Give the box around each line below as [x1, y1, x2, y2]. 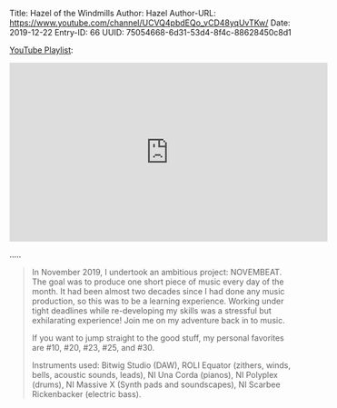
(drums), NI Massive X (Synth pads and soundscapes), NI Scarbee [31, 379, 281, 390]
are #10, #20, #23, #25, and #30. [31, 343, 155, 353]
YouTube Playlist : [9, 45, 74, 55]
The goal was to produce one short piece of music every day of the [31, 276, 284, 287]
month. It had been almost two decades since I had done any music [31, 286, 285, 296]
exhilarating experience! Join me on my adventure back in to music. [31, 315, 285, 325]
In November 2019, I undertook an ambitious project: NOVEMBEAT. [31, 267, 282, 277]
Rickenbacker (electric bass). [31, 389, 142, 399]
